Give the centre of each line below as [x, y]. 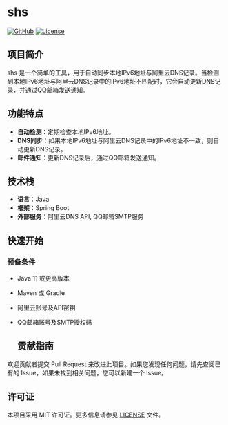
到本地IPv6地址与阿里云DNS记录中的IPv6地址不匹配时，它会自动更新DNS [111, 81]
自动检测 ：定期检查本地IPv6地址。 [66, 131]
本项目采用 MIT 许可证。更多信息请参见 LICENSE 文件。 [86, 415]
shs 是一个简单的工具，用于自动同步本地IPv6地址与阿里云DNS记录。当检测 [113, 73]
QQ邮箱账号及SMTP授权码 [54, 323]
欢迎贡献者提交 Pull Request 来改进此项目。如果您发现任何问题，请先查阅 [111, 364]
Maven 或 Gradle [41, 293]
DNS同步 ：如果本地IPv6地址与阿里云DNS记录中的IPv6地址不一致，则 [115, 140]
